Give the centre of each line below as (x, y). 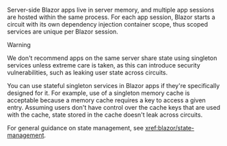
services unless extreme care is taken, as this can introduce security (104, 65)
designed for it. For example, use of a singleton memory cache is (98, 93)
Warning (19, 45)
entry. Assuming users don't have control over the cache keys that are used (114, 107)
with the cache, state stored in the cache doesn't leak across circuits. (105, 115)
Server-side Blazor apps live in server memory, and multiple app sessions (111, 10)
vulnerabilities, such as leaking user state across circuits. (88, 72)
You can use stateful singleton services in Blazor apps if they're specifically (113, 86)
